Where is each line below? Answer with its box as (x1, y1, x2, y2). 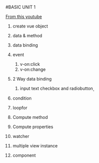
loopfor (12, 105, 27, 110)
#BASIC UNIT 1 (5, 4, 36, 10)
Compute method (12, 114, 48, 120)
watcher (12, 134, 30, 139)
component (12, 152, 36, 158)
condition (12, 95, 32, 101)
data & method (12, 33, 42, 38)
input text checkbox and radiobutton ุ (20, 85, 95, 91)
